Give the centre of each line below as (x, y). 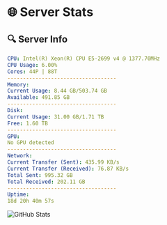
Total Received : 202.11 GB (46, 182)
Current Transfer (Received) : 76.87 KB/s (68, 169)
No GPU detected (31, 143)
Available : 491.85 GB (39, 98)
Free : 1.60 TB (28, 123)
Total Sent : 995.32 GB (40, 175)
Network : (20, 156)
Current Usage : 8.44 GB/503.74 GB (57, 91)
